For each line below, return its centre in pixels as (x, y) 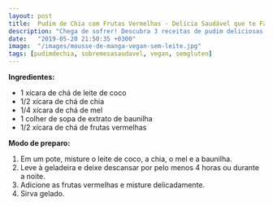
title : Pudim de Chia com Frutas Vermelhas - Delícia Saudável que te (132, 24)
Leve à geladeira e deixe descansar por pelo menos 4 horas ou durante (140, 167)
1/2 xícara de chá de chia (62, 101)
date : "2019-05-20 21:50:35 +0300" (72, 39)
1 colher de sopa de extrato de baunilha (86, 118)
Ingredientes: (32, 77)
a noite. (33, 176)
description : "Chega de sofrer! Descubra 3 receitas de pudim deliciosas (136, 31)
